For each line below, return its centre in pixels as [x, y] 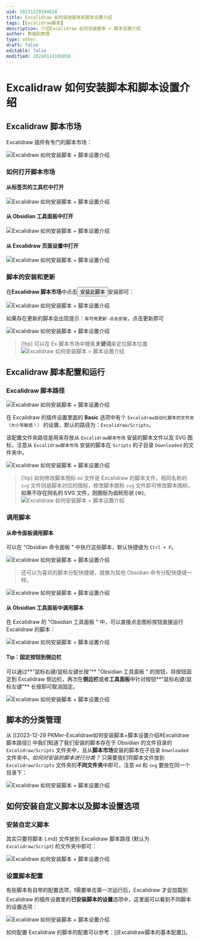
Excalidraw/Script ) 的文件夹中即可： [52, 846]
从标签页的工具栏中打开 [35, 187]
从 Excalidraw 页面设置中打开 [42, 245]
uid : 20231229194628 [32, 12]
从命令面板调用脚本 [30, 532]
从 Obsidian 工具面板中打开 [40, 217]
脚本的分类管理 [34, 720]
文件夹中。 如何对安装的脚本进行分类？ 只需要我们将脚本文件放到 [85, 758]
